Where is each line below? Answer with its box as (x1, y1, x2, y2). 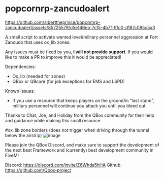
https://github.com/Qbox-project (5, 167, 71, 173)
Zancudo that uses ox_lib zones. (5, 39, 71, 45)
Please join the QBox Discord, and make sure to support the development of (5, 142, 160, 148)
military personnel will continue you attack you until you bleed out (12, 103, 146, 108)
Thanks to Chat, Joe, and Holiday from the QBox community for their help (5, 112, 155, 118)
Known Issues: (5, 88, 35, 94)
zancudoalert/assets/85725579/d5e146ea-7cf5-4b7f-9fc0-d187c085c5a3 (5, 24, 155, 30)
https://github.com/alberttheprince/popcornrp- (5, 19, 101, 25)
